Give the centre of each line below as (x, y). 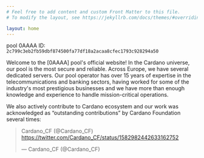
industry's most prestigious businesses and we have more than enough (96, 88)
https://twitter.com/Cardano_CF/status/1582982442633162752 (100, 137)
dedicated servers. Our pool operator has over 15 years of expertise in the (99, 76)
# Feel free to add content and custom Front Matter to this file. (93, 12)
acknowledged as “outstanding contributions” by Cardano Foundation (93, 113)
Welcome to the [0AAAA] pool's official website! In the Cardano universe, (98, 63)
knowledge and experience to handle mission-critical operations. (87, 95)
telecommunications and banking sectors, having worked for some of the (98, 82)
